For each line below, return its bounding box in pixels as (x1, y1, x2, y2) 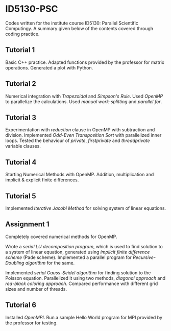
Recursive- (132, 254, 156, 261)
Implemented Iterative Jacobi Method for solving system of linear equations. (5, 205, 166, 211)
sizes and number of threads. (5, 286, 67, 292)
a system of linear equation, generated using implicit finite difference (5, 249, 150, 255)
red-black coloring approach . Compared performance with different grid (5, 280, 158, 287)
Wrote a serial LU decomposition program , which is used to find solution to (5, 243, 163, 249)
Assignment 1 (5, 220, 50, 229)
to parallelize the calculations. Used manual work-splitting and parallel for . (5, 98, 162, 105)
